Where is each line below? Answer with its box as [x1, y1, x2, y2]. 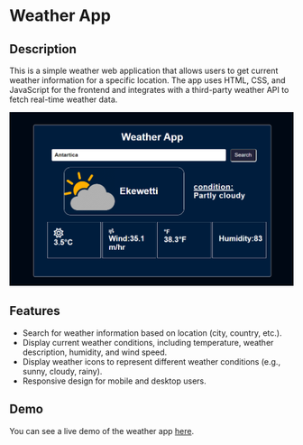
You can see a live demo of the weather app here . [9, 425, 195, 436]
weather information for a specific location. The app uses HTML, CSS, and [9, 75, 286, 86]
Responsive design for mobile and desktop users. [22, 375, 207, 386]
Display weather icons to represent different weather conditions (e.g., [22, 356, 281, 366]
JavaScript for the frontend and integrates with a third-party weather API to [9, 85, 289, 95]
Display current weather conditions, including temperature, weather [22, 337, 274, 348]
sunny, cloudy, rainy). [22, 366, 103, 376]
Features [9, 303, 60, 319]
